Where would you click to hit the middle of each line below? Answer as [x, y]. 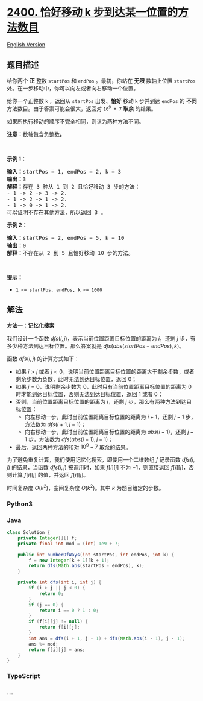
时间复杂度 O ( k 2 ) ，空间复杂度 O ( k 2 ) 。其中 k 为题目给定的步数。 [86, 487]
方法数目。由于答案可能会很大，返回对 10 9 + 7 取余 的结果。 [82, 108]
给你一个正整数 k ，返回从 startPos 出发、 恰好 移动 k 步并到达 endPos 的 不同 [102, 101]
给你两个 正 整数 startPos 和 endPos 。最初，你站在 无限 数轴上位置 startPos [101, 80]
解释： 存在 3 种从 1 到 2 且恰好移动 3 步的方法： [73, 187]
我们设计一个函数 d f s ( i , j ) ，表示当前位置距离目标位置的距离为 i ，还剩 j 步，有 [101, 338]
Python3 [20, 504]
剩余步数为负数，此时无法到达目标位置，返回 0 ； [76, 379]
